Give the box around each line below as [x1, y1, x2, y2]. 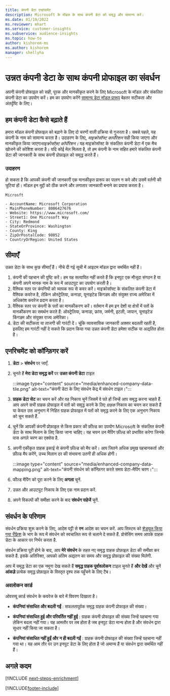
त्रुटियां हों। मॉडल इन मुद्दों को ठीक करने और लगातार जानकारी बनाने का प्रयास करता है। [5, 182, 144, 188]
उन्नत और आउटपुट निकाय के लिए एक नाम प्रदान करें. [12, 487, 97, 493]
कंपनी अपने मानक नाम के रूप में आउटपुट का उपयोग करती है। [12, 280, 112, 286]
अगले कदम [5, 662, 31, 671]
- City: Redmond [5, 219, 39, 224]
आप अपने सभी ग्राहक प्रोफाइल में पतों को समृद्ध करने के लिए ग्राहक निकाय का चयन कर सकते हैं [12, 402, 162, 408]
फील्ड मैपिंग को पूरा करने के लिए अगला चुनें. [12, 477, 82, 483]
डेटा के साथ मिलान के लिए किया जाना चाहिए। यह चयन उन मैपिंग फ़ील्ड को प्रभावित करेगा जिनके [12, 429, 165, 436]
